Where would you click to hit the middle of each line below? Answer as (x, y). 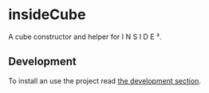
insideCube (47, 15)
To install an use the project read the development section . (105, 80)
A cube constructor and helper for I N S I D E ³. (85, 37)
